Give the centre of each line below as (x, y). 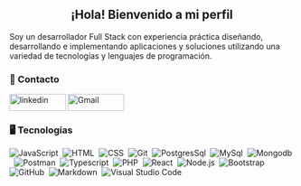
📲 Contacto (34, 79)
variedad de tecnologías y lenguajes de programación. (111, 56)
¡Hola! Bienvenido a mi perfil (152, 15)
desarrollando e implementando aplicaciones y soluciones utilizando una (145, 46)
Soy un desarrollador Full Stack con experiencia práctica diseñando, (136, 36)
